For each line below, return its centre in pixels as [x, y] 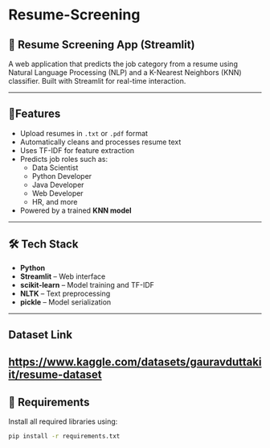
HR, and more [55, 201]
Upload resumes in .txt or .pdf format [84, 133]
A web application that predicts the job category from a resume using [123, 64]
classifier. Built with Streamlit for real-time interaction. [97, 81]
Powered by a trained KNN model [76, 210]
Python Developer [62, 176]
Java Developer [58, 185]
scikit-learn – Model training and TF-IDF [87, 284]
